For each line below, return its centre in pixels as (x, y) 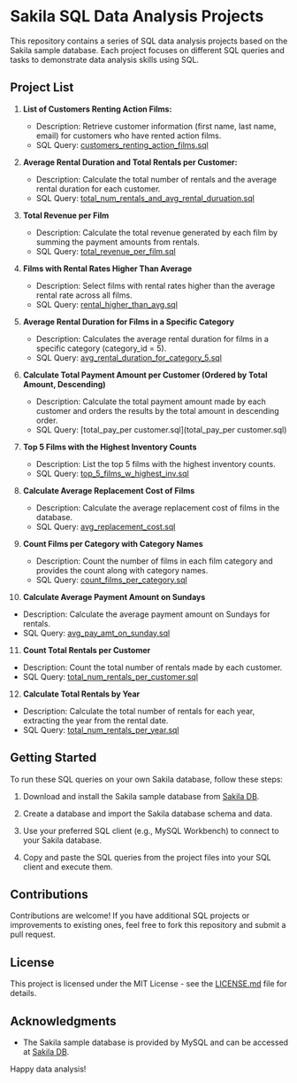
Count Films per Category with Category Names (113, 543)
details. (23, 993)
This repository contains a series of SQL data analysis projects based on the (149, 41)
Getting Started (53, 758)
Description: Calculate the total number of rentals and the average (156, 179)
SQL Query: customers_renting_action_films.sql (122, 144)
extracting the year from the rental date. (95, 721)
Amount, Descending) (64, 384)
